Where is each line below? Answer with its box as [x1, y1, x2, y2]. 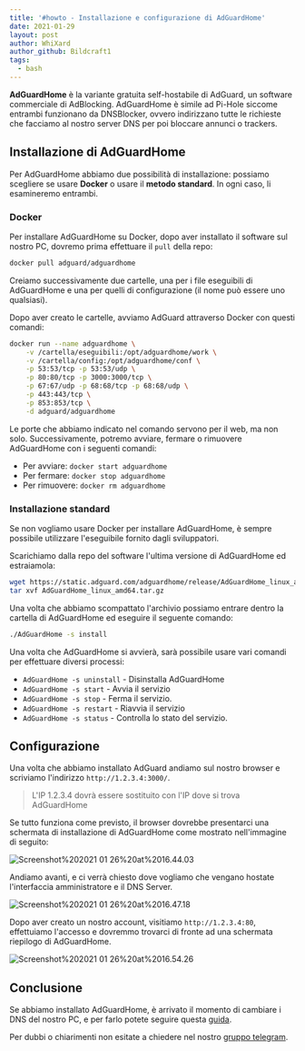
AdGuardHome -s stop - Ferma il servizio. [22, 692, 172, 703]
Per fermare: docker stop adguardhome [22, 470, 166, 480]
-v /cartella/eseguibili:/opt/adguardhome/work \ [25, 348, 218, 357]
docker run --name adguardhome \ [9, 339, 136, 349]
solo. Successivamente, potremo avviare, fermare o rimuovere [9, 433, 242, 444]
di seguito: [9, 836, 49, 847]
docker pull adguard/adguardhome [9, 258, 136, 268]
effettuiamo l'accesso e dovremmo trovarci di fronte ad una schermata [9, 926, 274, 937]
